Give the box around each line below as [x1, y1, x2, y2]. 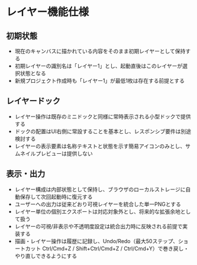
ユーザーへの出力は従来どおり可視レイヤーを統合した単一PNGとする [14, 201, 182, 208]
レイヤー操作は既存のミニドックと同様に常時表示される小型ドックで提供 [14, 113, 191, 120]
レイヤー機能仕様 [6, 5, 89, 19]
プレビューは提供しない [35, 150, 93, 157]
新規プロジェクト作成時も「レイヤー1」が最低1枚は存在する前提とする [14, 77, 185, 84]
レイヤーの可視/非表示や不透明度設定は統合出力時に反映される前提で [14, 222, 183, 230]
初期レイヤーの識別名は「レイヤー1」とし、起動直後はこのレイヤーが [14, 63, 183, 69]
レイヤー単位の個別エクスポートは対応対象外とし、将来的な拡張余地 [14, 208, 180, 215]
